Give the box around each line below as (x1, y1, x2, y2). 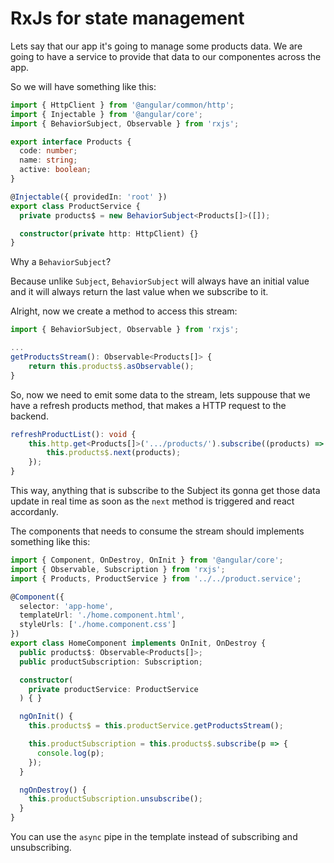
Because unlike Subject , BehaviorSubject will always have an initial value (10, 275, 310, 287)
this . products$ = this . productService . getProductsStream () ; (28, 721, 284, 731)
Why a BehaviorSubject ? (10, 256, 112, 268)
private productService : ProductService (28, 684, 199, 694)
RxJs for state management (10, 7, 245, 30)
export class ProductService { (10, 201, 141, 211)
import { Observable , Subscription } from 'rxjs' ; (10, 564, 226, 574)
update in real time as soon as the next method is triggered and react (10, 495, 295, 507)
